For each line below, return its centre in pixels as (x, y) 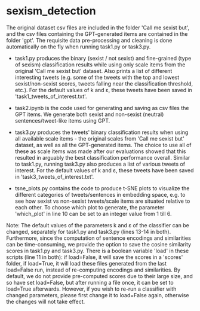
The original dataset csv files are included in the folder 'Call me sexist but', (98, 28)
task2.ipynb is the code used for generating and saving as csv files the (102, 108)
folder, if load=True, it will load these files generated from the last (87, 263)
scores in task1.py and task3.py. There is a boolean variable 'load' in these (98, 251)
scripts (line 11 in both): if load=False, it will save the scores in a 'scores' (95, 257)
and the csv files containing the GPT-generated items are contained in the (97, 33)
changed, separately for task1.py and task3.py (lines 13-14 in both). (89, 231)
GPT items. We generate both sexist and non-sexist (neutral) (89, 114)
